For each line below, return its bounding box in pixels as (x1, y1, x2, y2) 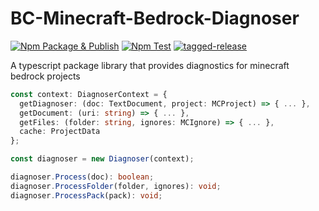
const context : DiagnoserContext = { (10, 89, 168, 99)
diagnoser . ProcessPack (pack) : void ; (10, 190, 163, 201)
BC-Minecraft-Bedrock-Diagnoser (10, 7, 300, 30)
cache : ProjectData (19, 127, 101, 137)
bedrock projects (10, 70, 81, 82)
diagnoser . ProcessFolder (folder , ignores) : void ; (10, 181, 222, 191)
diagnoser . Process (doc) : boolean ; (10, 172, 155, 182)
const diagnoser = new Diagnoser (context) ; (10, 154, 195, 164)
